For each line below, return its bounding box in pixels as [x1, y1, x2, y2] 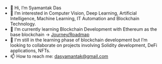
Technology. [10, 21, 36, 27]
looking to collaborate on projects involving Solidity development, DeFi [10, 42, 157, 48]
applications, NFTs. [10, 48, 51, 53]
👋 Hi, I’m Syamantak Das [10, 5, 62, 11]
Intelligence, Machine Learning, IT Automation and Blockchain [10, 16, 140, 21]
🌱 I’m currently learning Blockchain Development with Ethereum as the [10, 26, 157, 32]
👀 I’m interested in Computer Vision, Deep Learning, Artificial [10, 10, 137, 16]
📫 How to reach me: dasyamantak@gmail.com [10, 53, 109, 59]
